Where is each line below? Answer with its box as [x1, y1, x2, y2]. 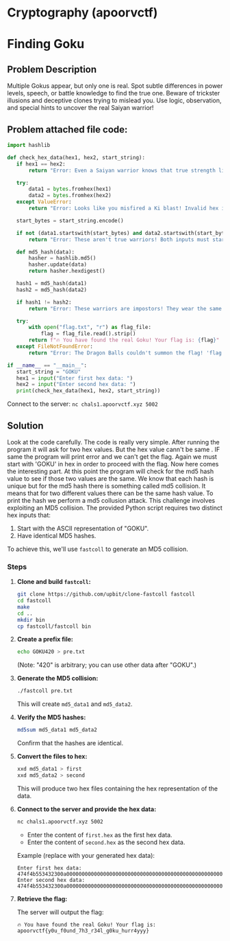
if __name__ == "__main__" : [7, 362, 88, 369]
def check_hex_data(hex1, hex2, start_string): [7, 154, 146, 161]
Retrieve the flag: [16, 894, 68, 903]
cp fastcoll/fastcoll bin [16, 623, 91, 630]
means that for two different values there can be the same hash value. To [7, 489, 214, 497]
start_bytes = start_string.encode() [16, 217, 125, 224]
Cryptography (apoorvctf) [7, 5, 158, 21]
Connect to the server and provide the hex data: [16, 805, 157, 813]
